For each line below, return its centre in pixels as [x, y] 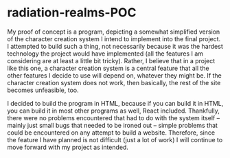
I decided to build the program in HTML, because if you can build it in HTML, [115, 103]
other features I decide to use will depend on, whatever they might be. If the [114, 75]
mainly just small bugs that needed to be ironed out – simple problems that [113, 125]
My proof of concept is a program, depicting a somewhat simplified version [114, 32]
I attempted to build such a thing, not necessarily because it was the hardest [115, 46]
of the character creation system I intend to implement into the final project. [114, 38]
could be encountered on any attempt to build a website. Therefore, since [111, 133]
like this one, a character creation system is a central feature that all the [108, 68]
